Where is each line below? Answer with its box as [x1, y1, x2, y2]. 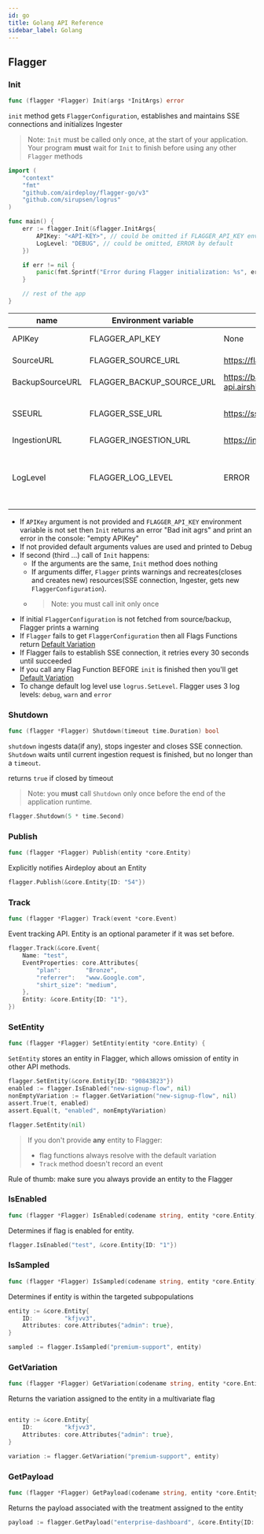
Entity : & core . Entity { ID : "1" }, [22, 996, 128, 1004]
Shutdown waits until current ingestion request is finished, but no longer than [8, 750, 254, 760]
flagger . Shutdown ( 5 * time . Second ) [8, 812, 125, 820]
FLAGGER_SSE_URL [89, 407, 163, 418]
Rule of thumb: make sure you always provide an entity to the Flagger [8, 1174, 233, 1183]
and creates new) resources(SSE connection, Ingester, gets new [31, 575, 240, 585]
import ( [8, 166, 37, 174]
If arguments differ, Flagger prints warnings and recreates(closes [31, 566, 242, 576]
